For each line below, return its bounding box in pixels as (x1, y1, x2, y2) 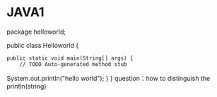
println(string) (6, 82, 47, 90)
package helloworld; (6, 27, 66, 36)
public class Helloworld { (6, 41, 79, 49)
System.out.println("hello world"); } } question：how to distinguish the (6, 74, 211, 82)
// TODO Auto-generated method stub (19, 60, 128, 67)
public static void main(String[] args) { (6, 54, 134, 62)
